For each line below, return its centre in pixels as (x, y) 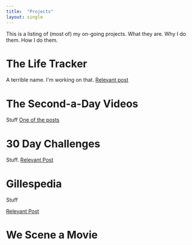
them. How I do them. (32, 40)
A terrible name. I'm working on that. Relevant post (67, 80)
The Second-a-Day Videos (72, 104)
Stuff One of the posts (33, 120)
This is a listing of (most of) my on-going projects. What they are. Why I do (96, 33)
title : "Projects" (30, 11)
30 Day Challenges (53, 144)
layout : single (25, 17)
